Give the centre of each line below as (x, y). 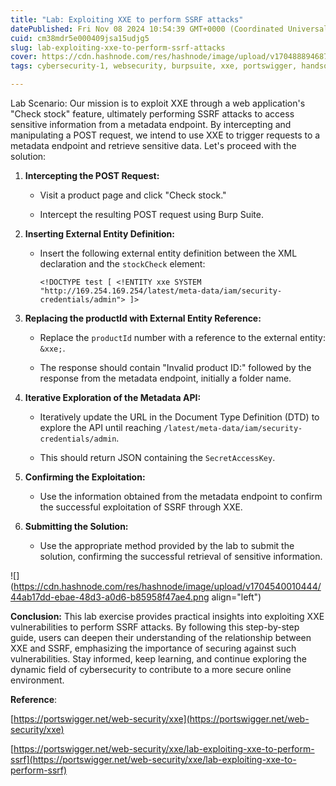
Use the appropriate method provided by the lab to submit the (167, 545)
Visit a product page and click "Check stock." (133, 195)
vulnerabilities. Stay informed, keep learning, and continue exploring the (158, 659)
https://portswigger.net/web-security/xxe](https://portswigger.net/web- (161, 719)
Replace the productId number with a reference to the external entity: (182, 337)
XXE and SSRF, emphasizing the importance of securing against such (153, 648)
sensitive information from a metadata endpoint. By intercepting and (151, 124)
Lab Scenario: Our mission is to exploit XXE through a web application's (158, 103)
